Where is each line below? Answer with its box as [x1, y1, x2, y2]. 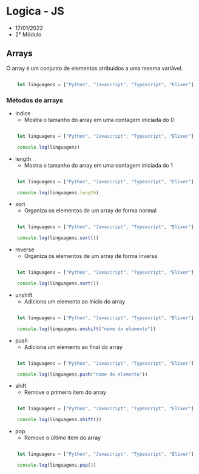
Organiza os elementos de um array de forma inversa [24, 252, 158, 260]
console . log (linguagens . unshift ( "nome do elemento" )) [17, 326, 156, 332]
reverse [15, 246, 35, 253]
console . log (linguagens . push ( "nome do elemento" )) [17, 371, 148, 378]
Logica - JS [6, 4, 65, 18]
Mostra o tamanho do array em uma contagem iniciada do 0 [24, 116, 174, 123]
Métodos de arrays [6, 96, 64, 104]
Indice [15, 109, 31, 117]
